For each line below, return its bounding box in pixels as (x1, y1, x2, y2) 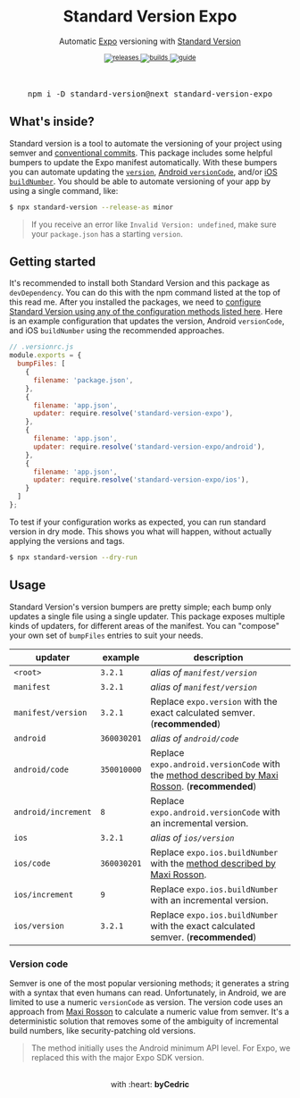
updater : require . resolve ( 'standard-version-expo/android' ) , (32, 442, 266, 451)
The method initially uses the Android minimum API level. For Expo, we (30, 1043, 291, 1053)
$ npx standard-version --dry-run (9, 552, 138, 562)
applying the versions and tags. (9, 535, 125, 546)
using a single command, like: (9, 185, 119, 196)
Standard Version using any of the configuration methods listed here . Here (9, 306, 283, 317)
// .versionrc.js (9, 342, 74, 352)
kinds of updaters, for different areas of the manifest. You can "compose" (9, 620, 279, 631)
